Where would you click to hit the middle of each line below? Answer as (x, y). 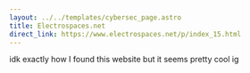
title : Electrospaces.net (57, 26)
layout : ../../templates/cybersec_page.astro (95, 17)
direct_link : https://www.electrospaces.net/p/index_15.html (125, 34)
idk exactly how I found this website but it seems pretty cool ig (124, 60)
